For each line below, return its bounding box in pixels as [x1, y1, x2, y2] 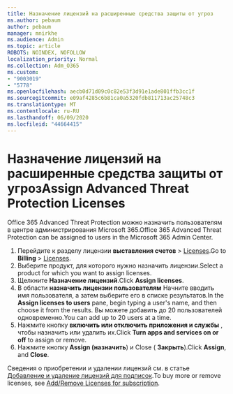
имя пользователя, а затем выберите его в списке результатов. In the [17, 291, 225, 300]
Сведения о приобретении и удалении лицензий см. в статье [7, 364, 190, 372]
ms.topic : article [7, 43, 61, 50]
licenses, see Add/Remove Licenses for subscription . [7, 379, 160, 388]
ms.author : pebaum [7, 17, 61, 24]
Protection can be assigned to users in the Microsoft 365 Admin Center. [7, 233, 213, 242]
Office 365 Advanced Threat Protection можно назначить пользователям [7, 218, 223, 227]
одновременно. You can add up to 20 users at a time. [17, 314, 172, 322]
